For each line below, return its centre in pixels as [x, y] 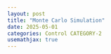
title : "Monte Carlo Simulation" [56, 20]
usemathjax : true [33, 40]
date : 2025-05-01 [33, 27]
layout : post [26, 14]
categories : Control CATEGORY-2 [54, 33]
